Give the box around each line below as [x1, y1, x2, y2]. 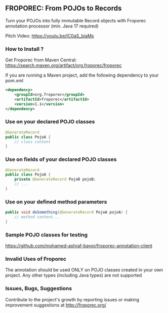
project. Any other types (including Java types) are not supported [5, 272, 142, 279]
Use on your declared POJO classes [5, 118, 95, 125]
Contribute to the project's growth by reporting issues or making [5, 296, 140, 302]
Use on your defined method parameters [5, 198, 107, 205]
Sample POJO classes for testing [5, 231, 88, 238]
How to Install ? [5, 45, 44, 52]
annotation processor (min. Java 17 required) [5, 23, 99, 29]
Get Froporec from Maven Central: [5, 57, 77, 63]
